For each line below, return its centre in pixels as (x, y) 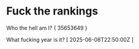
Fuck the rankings (52, 11)
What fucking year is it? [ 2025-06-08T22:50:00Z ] (70, 39)
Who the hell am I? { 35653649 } (47, 28)
